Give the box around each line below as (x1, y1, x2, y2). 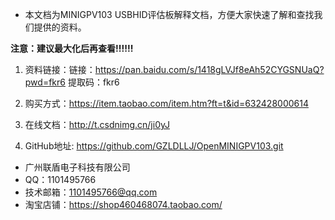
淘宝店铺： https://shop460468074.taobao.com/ (24, 199, 223, 210)
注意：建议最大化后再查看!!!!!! (10, 43, 134, 54)
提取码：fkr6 (67, 76, 120, 88)
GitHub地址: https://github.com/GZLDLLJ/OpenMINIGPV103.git (24, 140, 284, 152)
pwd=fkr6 (24, 76, 66, 88)
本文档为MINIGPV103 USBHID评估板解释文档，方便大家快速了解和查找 (24, 9, 315, 20)
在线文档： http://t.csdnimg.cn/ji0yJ (24, 119, 170, 130)
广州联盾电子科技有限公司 (24, 161, 131, 173)
